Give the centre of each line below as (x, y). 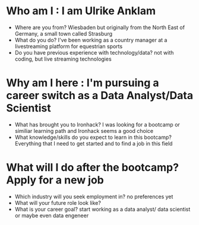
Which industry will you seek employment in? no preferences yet (94, 197)
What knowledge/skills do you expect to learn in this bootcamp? (93, 137)
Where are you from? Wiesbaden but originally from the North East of (100, 27)
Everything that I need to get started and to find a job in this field (94, 143)
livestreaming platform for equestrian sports (69, 46)
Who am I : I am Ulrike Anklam (81, 11)
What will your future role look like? (58, 202)
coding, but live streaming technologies (63, 59)
